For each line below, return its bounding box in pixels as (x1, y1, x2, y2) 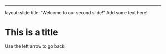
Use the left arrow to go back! (5, 43, 66, 49)
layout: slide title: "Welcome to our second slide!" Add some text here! (5, 10, 148, 15)
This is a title (5, 27, 58, 38)
